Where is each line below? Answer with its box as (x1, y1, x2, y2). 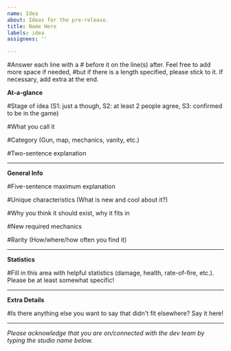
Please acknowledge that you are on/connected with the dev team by (7, 329, 205, 337)
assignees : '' (7, 36, 48, 43)
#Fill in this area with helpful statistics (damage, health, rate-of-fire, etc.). (7, 269, 214, 277)
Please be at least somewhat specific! (7, 276, 115, 284)
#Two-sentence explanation (7, 149, 87, 158)
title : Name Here (7, 23, 57, 30)
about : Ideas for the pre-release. (7, 17, 109, 23)
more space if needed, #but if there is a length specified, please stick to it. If (7, 68, 223, 76)
